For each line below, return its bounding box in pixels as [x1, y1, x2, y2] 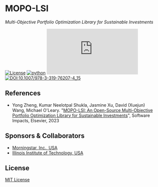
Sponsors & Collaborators [5, 132, 85, 140]
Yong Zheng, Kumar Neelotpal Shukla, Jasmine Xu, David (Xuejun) [12, 102, 145, 108]
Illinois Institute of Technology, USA [12, 150, 84, 156]
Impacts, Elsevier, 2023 [12, 117, 59, 123]
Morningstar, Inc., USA [12, 145, 58, 150]
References [5, 89, 41, 97]
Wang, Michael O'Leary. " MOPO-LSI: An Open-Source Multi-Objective [12, 107, 153, 113]
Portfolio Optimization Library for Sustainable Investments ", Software [12, 112, 150, 118]
